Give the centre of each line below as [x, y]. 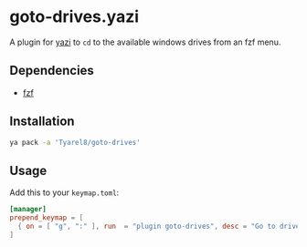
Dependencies [52, 71]
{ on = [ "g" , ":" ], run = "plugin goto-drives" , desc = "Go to [147, 226]
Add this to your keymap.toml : [64, 192]
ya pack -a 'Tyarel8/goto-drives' [75, 142]
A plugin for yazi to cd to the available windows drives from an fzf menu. [145, 42]
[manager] [28, 210]
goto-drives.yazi [74, 17]
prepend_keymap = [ [47, 218]
